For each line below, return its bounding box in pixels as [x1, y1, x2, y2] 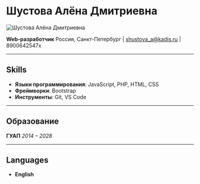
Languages [6, 155, 49, 165]
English [14, 171, 35, 178]
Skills [6, 65, 27, 75]
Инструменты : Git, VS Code [14, 93, 86, 100]
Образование [6, 116, 60, 127]
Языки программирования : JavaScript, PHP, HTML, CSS [14, 81, 159, 88]
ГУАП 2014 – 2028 [6, 132, 52, 139]
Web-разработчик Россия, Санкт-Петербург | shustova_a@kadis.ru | [6, 35, 182, 42]
